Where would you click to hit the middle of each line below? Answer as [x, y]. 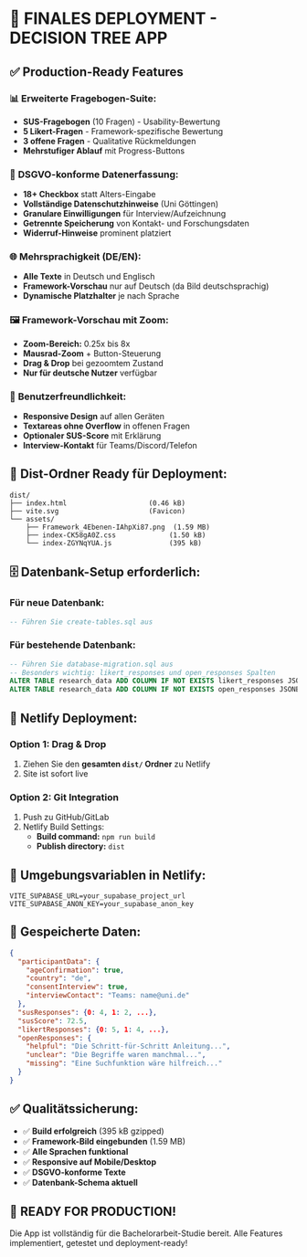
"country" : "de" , [59, 978]
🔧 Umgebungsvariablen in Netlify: [108, 875]
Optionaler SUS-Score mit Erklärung [92, 436]
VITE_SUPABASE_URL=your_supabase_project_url [97, 896]
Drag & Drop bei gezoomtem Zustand [93, 363]
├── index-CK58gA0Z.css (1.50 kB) [116, 535]
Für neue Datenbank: [57, 603]
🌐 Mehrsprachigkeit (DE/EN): [75, 257]
